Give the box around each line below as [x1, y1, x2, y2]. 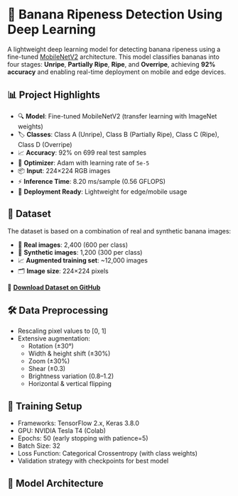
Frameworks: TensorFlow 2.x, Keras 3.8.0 [17, 419, 140, 428]
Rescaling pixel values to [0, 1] [17, 326, 107, 336]
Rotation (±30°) [28, 342, 75, 351]
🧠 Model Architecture [7, 477, 104, 489]
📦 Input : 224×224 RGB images [17, 166, 111, 175]
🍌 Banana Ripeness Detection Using [7, 6, 223, 23]
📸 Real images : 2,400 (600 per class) [17, 241, 129, 249]
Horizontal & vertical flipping [28, 380, 112, 388]
